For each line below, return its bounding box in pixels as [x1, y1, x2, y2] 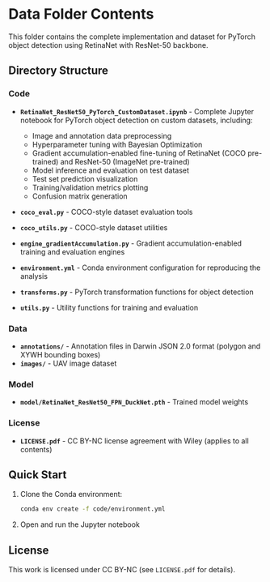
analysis [19, 271, 49, 280]
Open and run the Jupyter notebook [19, 520, 140, 529]
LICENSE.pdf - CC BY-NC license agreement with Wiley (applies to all [19, 435, 249, 446]
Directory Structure [8, 64, 109, 78]
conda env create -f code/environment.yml [19, 505, 166, 513]
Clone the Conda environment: [19, 490, 123, 499]
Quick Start [8, 468, 67, 481]
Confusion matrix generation [32, 191, 128, 201]
